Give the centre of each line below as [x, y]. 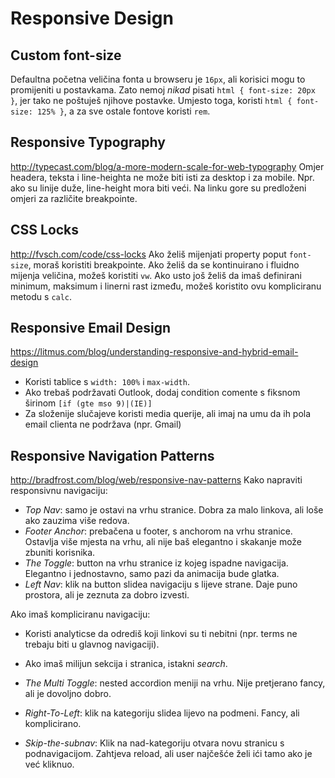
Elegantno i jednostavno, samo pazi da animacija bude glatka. [152, 574]
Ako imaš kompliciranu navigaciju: [80, 614]
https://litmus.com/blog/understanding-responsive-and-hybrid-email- [154, 352]
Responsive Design [92, 18]
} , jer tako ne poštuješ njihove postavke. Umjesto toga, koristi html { [151, 100]
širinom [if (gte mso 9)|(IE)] [88, 403]
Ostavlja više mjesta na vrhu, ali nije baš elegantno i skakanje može [163, 542]
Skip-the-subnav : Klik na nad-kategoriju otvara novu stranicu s [154, 743]
